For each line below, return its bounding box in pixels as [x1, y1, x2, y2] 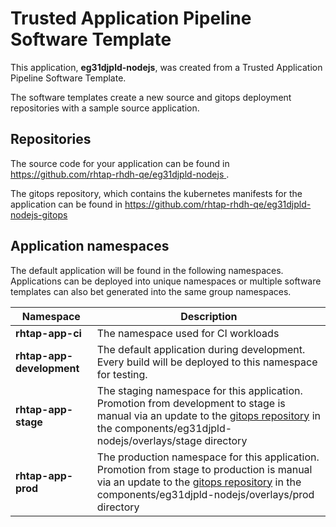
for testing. [96, 367, 148, 381]
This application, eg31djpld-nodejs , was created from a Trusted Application [10, 61, 323, 73]
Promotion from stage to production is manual [96, 462, 313, 476]
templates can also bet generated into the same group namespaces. [10, 285, 292, 297]
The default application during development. [96, 342, 306, 356]
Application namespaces [10, 238, 170, 255]
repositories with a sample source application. [10, 102, 200, 114]
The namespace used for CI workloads [96, 326, 280, 340]
